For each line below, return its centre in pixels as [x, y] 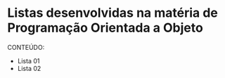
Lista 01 [28, 60]
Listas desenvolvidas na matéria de [112, 13]
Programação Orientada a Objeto [105, 28]
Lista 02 [29, 68]
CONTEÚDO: [26, 47]
